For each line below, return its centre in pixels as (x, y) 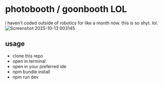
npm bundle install (31, 72)
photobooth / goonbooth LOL (66, 9)
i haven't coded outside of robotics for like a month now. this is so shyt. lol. (81, 23)
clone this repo (28, 56)
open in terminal (29, 61)
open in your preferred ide (39, 66)
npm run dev (25, 77)
